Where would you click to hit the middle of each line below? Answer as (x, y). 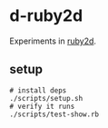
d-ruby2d (46, 16)
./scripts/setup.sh (46, 98)
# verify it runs (42, 106)
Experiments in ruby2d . (53, 41)
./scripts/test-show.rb (54, 114)
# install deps (38, 90)
